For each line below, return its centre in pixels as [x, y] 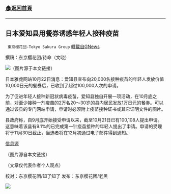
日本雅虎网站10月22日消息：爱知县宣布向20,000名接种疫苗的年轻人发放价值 [85, 79]
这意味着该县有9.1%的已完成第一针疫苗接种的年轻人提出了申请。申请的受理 [84, 127]
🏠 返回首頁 [19, 8]
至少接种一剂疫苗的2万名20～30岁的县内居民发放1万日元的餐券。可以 [91, 103]
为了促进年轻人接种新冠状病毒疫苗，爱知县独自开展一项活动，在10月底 [79, 96]
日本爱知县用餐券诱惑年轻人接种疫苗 [62, 33]
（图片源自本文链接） [27, 155]
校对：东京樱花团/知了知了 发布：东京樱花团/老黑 [57, 176]
